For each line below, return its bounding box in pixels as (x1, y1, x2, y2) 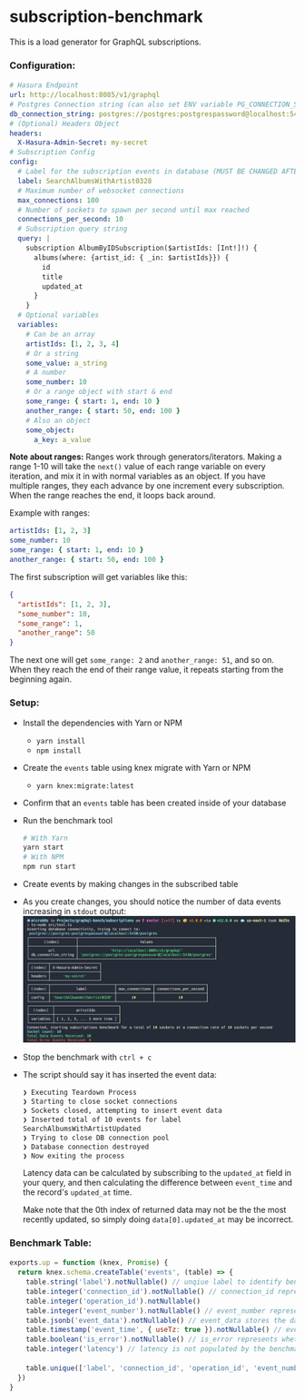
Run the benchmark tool (22, 814, 113, 825)
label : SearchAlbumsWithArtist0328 (17, 176, 152, 185)
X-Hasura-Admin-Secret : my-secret (17, 138, 148, 147)
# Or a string (25, 349, 79, 358)
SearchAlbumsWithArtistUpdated (22, 1124, 142, 1133)
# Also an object (25, 416, 92, 425)
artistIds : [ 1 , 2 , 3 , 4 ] (25, 339, 120, 349)
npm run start (22, 863, 76, 872)
